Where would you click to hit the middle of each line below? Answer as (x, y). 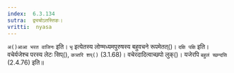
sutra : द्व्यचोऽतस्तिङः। (35, 20)
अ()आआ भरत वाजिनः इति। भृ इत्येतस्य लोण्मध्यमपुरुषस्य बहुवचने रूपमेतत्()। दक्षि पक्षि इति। (109, 47)
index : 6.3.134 (31, 14)
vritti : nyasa (30, 27)
